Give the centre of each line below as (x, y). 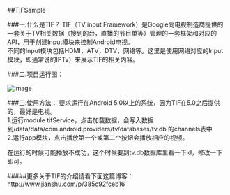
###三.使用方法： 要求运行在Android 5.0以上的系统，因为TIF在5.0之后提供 (114, 103)
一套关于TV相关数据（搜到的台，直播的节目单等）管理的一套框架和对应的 (112, 33)
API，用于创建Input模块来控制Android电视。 (70, 42)
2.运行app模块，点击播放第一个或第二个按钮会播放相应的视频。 (98, 138)
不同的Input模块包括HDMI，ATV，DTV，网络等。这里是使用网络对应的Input (115, 51)
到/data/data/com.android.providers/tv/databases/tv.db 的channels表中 (110, 129)
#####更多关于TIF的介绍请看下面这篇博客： (70, 176)
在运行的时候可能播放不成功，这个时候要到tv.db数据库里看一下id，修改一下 (115, 152)
